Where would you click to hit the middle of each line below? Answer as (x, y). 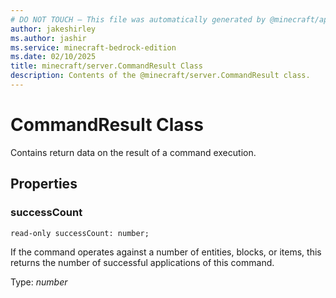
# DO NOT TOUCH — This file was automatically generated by (138, 19)
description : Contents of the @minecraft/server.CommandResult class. (160, 76)
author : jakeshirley (53, 29)
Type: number (39, 282)
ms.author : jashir (48, 38)
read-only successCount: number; (80, 233)
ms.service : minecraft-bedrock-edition (93, 47)
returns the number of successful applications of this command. (142, 262)
